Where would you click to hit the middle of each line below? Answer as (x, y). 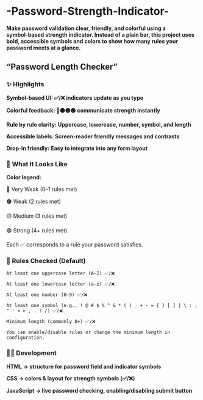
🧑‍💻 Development (31, 353)
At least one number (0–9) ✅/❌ (47, 295)
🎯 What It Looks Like (37, 164)
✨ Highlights (25, 84)
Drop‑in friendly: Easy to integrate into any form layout (77, 148)
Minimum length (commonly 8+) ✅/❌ (51, 322)
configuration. (26, 338)
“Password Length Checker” (62, 67)
